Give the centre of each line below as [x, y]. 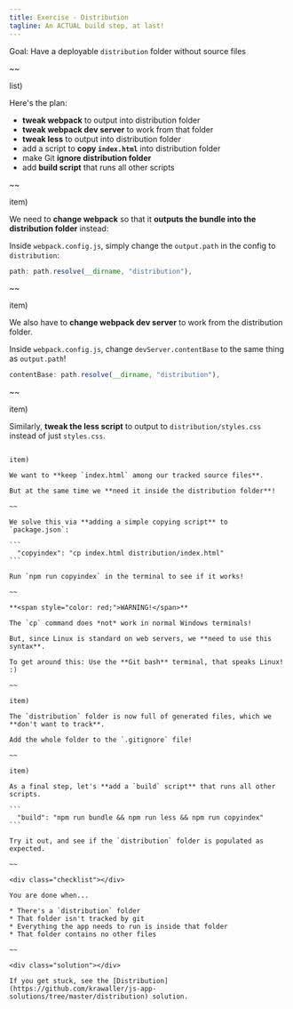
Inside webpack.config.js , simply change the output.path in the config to [143, 245]
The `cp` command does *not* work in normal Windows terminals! [131, 623]
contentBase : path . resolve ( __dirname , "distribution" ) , [115, 375]
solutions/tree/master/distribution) [79, 997]
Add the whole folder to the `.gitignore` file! [101, 740]
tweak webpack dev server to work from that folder [118, 129]
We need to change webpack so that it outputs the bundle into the [133, 219]
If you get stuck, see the [59, 981]
